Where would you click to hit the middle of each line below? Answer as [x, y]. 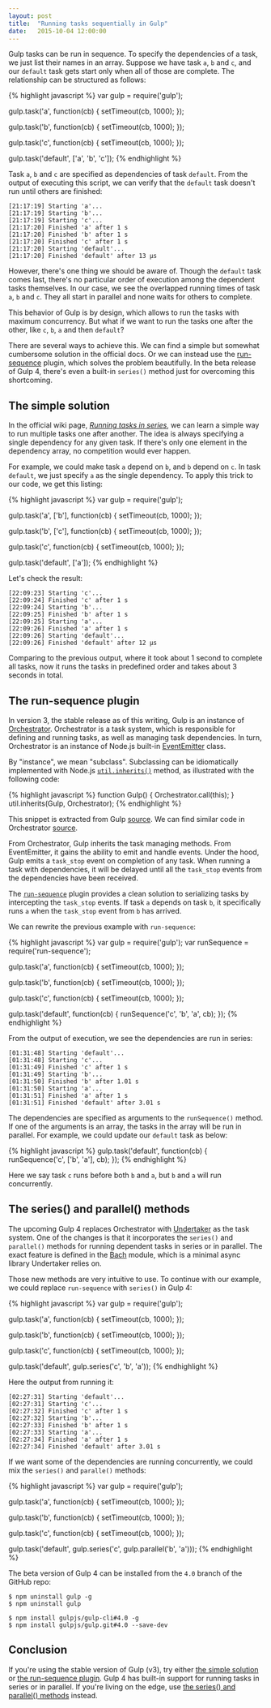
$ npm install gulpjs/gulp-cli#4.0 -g [74, 1618]
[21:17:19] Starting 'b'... [56, 213]
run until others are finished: [55, 191]
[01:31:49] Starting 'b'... [56, 1074]
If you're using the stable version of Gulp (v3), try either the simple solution [133, 1669]
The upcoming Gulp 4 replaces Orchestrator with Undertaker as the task [129, 1228]
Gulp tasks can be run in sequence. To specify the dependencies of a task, [133, 54]
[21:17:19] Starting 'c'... [56, 221]
